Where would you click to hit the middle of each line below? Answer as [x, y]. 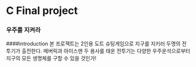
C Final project [42, 11]
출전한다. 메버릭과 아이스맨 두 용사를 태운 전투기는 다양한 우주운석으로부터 [106, 51]
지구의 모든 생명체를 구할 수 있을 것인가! [51, 58]
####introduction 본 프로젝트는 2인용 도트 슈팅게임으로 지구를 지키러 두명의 [93, 44]
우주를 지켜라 [23, 30]
